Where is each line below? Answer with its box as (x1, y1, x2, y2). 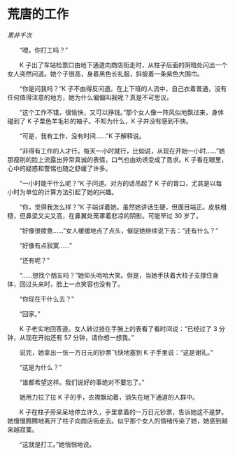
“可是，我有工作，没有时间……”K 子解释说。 (19, 131, 145, 140)
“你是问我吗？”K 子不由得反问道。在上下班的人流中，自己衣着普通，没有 (19, 84, 227, 93)
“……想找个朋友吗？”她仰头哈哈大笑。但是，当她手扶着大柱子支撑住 (19, 271, 213, 279)
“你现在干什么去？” (19, 294, 75, 303)
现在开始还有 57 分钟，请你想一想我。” (25, 333, 134, 341)
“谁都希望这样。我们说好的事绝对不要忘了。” (19, 378, 145, 386)
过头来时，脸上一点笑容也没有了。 (25, 280, 124, 288)
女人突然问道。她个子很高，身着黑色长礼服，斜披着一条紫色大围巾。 (7, 69, 204, 78)
